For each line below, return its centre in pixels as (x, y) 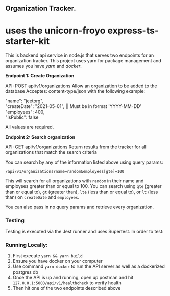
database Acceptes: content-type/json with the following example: (75, 91)
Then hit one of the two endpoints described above (67, 288)
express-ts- (133, 30)
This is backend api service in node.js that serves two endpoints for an (80, 55)
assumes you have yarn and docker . (43, 66)
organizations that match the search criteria (51, 152)
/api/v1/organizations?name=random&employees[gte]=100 (65, 172)
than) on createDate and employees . (42, 197)
